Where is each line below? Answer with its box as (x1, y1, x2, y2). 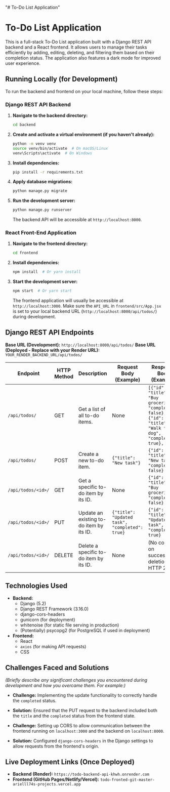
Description (78, 369, 107, 377)
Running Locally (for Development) (5, 75, 118, 84)
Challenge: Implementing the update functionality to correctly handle (12, 692, 157, 698)
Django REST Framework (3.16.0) (20, 606, 89, 612)
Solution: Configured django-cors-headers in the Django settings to (12, 737, 153, 743)
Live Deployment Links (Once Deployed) (5, 758, 135, 766)
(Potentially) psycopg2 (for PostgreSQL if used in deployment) (20, 627, 150, 633)
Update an (78, 509, 103, 516)
